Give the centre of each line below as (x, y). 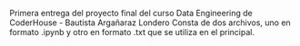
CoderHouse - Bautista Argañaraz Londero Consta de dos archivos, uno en (150, 23)
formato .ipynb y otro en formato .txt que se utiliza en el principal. (132, 32)
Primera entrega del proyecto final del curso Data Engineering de (131, 13)
